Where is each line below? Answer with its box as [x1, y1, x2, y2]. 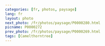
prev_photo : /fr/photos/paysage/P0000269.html [5, 29, 101, 34]
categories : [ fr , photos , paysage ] [5, 7, 77, 12]
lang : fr [5, 11, 23, 16]
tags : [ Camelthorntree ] [5, 34, 53, 39]
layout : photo [5, 16, 34, 21]
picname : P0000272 [5, 25, 42, 30]
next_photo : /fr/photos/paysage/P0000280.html [5, 20, 101, 25]
